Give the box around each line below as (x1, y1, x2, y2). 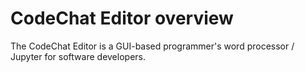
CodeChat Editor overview (10, 7, 234, 30)
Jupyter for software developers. (10, 50, 146, 62)
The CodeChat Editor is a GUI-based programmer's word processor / (10, 40, 295, 52)
